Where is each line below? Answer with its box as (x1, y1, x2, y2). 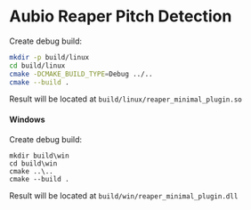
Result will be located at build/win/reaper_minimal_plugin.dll (9, 190, 239, 201)
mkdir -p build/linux (9, 52, 90, 61)
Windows (9, 114, 45, 125)
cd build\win (9, 158, 58, 168)
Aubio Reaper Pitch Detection (9, 6, 232, 27)
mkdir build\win (9, 151, 69, 160)
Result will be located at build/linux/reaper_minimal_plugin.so (9, 93, 242, 104)
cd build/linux (9, 61, 66, 70)
